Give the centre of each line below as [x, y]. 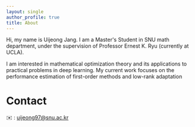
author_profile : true [33, 17]
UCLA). [15, 52]
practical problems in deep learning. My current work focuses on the [90, 70]
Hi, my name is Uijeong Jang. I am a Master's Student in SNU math [88, 40]
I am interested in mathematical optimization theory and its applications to [97, 64]
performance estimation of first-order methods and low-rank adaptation [94, 77]
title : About [22, 23]
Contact [26, 100]
